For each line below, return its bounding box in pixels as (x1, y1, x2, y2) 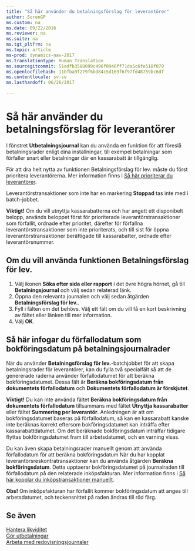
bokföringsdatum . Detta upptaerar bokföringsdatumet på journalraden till (6, 463, 185, 471)
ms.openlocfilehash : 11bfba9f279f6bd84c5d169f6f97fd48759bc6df (6, 69, 164, 75)
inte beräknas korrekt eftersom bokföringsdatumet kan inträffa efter (6, 421, 170, 428)
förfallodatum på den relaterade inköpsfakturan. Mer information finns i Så (6, 469, 186, 476)
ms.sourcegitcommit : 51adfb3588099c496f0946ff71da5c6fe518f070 (6, 63, 164, 69)
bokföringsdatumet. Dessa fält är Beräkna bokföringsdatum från (6, 378, 164, 385)
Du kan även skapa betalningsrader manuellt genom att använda (6, 445, 162, 452)
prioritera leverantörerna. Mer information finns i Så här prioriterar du (6, 172, 173, 179)
